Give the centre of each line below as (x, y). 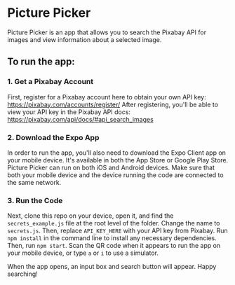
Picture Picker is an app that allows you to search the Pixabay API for (107, 32)
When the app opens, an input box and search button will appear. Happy (112, 267)
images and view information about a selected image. (85, 39)
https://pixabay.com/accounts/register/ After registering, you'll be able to (113, 104)
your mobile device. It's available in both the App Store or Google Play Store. (118, 160)
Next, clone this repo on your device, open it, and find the (90, 216)
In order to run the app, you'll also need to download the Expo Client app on (117, 153)
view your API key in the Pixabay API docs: (69, 112)
